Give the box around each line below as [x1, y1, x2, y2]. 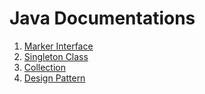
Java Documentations [9, 7, 196, 30]
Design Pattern [23, 72, 86, 84]
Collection [23, 61, 66, 73]
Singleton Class [23, 50, 89, 62]
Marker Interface [23, 40, 94, 52]
